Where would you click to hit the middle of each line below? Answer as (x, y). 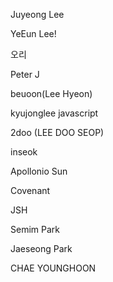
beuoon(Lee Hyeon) (51, 93)
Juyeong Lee (37, 14)
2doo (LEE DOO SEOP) (57, 132)
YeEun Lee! (33, 33)
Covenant (30, 190)
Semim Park (35, 229)
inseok (24, 152)
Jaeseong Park (41, 248)
